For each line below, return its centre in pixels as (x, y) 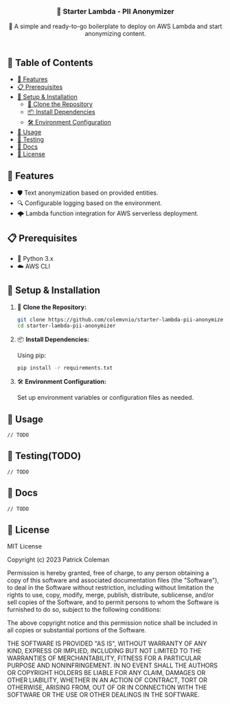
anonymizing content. (115, 34)
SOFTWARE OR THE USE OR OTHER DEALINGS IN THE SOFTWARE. (103, 695)
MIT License (25, 546)
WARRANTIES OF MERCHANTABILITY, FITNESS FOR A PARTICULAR (104, 658)
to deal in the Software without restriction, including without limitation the (111, 588)
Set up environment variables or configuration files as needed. (105, 398)
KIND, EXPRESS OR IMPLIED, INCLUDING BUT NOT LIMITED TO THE (104, 651)
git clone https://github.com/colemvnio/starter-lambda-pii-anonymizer (122, 319)
